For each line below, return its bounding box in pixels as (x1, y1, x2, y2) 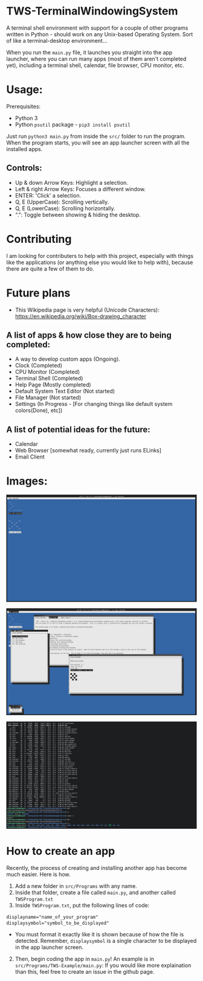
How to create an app (6, 844, 115, 858)
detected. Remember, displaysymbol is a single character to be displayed (14, 937, 197, 944)
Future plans (6, 286, 71, 300)
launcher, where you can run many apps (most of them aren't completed (6, 55, 187, 62)
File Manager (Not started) (14, 394, 82, 401)
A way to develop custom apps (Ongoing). (14, 355, 121, 363)
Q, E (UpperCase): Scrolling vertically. (14, 198, 109, 205)
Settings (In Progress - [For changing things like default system (14, 400, 173, 408)
